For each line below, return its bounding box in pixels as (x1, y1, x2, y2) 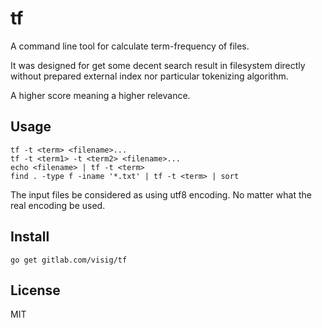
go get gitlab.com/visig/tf (10, 255, 128, 265)
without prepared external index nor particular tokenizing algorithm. (10, 70, 289, 82)
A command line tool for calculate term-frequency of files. (10, 40, 250, 52)
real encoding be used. (10, 199, 106, 211)
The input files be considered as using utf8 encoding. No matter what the (10, 188, 312, 201)
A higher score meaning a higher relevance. (10, 89, 191, 101)
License (10, 282, 61, 299)
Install (10, 228, 50, 246)
